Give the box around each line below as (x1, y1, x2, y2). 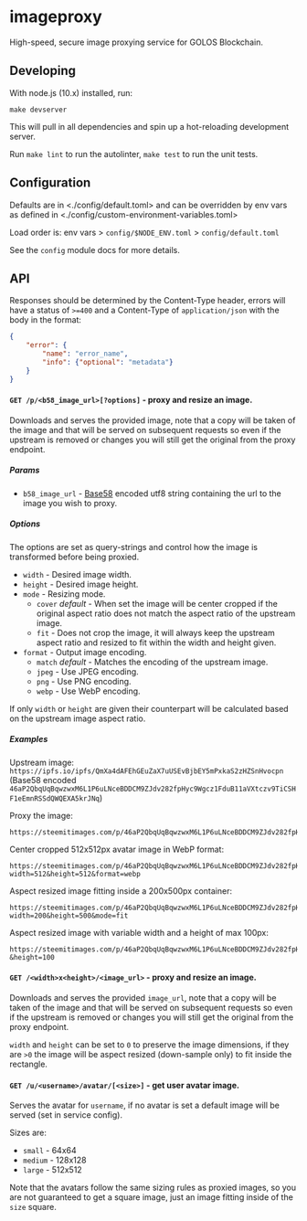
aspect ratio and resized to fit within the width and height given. (36, 637, 277, 648)
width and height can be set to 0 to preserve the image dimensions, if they (9, 1039, 290, 1050)
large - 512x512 (22, 1164, 82, 1175)
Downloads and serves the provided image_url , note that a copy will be (9, 992, 277, 1003)
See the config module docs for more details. (9, 244, 181, 255)
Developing (9, 63, 76, 79)
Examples (9, 734, 48, 745)
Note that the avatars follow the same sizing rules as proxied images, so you (9, 1182, 297, 1194)
